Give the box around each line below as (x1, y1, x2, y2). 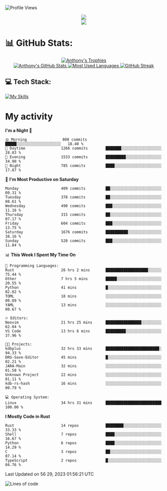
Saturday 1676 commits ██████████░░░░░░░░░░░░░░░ (5, 229, 162, 234)
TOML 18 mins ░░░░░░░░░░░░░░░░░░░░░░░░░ (5, 294, 162, 299)
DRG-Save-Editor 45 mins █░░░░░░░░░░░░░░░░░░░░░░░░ (5, 354, 162, 360)
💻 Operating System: (5, 394, 50, 400)
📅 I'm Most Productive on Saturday (5, 176, 79, 182)
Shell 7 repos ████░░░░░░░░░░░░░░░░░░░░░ (5, 432, 162, 437)
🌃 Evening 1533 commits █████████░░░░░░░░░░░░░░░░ (5, 155, 162, 160)
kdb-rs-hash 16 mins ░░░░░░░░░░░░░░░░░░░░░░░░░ (5, 381, 162, 386)
